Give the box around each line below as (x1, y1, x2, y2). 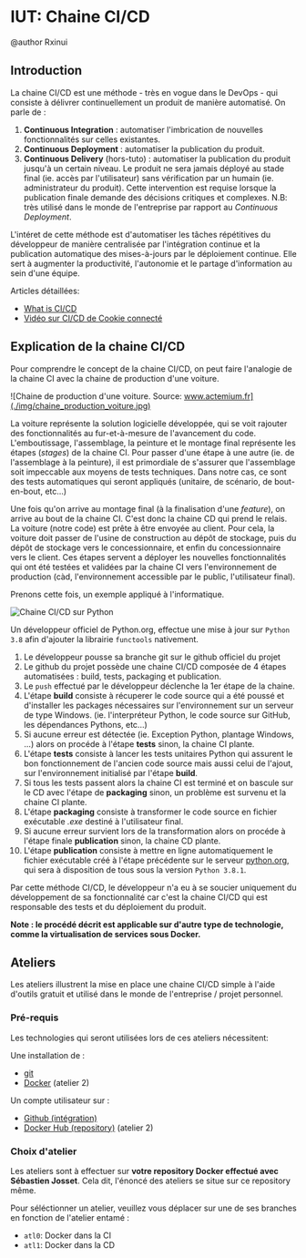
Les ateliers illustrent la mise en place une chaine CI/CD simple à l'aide (10, 979, 276, 990)
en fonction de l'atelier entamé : (10, 1212, 130, 1222)
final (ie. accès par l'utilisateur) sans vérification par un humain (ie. (23, 172, 274, 183)
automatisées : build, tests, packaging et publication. (23, 670, 222, 681)
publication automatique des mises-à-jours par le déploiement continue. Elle (10, 248, 297, 259)
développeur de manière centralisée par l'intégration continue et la (10, 239, 260, 250)
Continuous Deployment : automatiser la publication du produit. (23, 143, 265, 154)
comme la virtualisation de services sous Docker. (10, 928, 201, 939)
